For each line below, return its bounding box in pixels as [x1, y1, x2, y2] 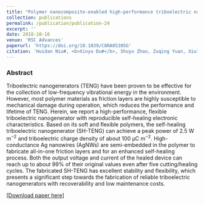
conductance [6, 141, 39, 149]
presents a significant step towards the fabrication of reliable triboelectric [6, 173, 190, 181]
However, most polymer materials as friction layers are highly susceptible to [6, 95, 196, 102]
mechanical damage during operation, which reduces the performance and [6, 101, 194, 109]
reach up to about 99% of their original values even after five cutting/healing [6, 160, 198, 167]
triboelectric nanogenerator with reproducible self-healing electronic [6, 115, 178, 122]
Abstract [6, 68, 33, 76]
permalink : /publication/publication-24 [6, 20, 110, 26]
